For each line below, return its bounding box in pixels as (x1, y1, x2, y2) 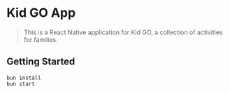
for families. (23, 35, 59, 43)
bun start (6, 80, 36, 87)
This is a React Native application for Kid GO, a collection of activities (23, 28, 223, 36)
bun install (6, 74, 41, 81)
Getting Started (6, 56, 76, 68)
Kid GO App (6, 5, 76, 21)
